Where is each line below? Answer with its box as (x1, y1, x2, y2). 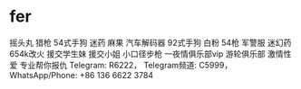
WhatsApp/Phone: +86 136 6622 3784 (9, 69, 154, 80)
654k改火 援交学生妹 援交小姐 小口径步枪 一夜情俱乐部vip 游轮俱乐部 (9, 48, 266, 59)
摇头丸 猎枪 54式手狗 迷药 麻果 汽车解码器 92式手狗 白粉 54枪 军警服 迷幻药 (9, 37, 292, 48)
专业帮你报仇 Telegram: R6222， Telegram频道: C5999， (19, 59, 233, 70)
